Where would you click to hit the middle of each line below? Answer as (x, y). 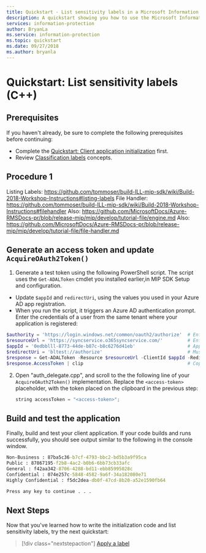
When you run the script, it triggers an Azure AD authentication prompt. (105, 311)
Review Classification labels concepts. (63, 158)
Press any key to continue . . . (49, 491)
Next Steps (28, 510)
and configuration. (39, 286)
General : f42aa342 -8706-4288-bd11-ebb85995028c (70, 469)
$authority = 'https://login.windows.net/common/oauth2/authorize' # (98, 335)
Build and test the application (63, 418)
